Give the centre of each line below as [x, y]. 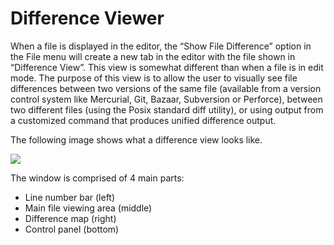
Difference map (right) [70, 218]
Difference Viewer [87, 18]
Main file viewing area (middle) [88, 208]
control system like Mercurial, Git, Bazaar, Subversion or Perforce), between [166, 99]
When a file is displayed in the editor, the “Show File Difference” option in [161, 46]
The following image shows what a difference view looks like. [136, 139]
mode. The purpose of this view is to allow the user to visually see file [154, 78]
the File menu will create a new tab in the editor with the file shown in [153, 56]
